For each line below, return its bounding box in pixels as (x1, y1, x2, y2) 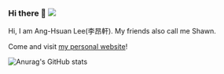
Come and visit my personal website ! (8, 42, 128, 51)
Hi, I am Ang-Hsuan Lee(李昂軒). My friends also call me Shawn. (8, 26, 216, 36)
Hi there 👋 (8, 8, 47, 19)
